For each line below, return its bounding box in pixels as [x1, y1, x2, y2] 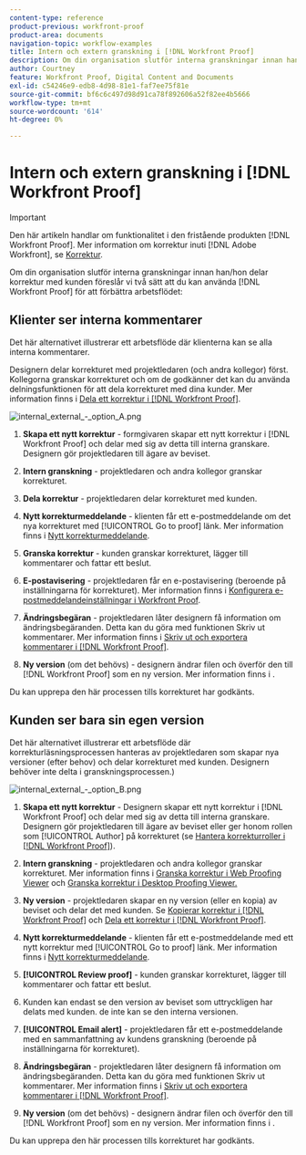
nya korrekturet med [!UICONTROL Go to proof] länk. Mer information [22, 520, 284, 531]
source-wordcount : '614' [9, 107, 104, 116]
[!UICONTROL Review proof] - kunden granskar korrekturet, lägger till [22, 969, 287, 980]
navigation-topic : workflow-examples [9, 38, 153, 48]
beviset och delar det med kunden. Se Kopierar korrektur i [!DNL [22, 904, 264, 915]
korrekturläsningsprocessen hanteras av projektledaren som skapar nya [9, 746, 280, 757]
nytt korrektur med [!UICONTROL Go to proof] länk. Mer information [22, 942, 278, 952]
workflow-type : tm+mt [9, 98, 92, 108]
